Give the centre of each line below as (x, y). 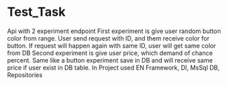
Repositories (25, 75)
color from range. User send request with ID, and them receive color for (108, 38)
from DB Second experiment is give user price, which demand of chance (110, 53)
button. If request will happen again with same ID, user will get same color (112, 45)
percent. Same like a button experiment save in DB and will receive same (110, 60)
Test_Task (36, 12)
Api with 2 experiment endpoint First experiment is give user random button (114, 31)
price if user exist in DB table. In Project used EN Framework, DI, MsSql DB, (113, 67)
